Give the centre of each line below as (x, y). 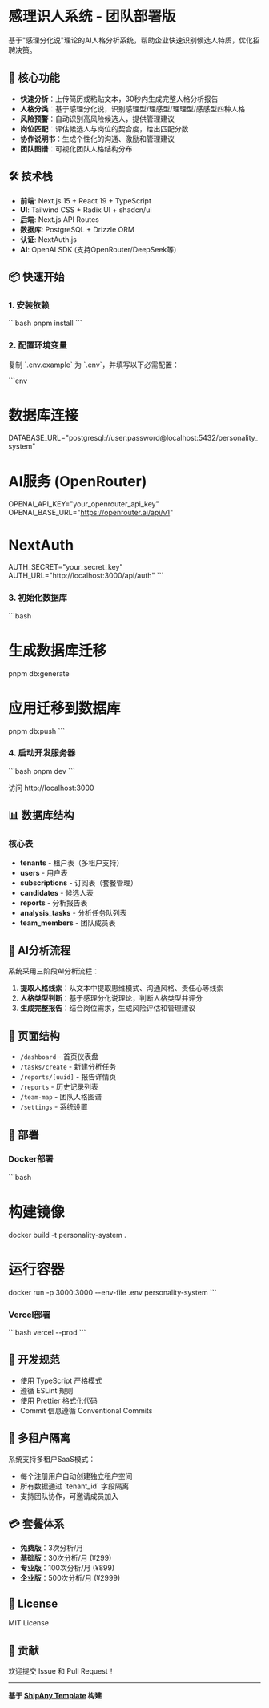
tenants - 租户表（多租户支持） (72, 863)
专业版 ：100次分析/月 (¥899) (67, 1568)
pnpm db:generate (39, 673)
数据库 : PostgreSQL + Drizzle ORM (77, 229)
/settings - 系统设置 (54, 1107)
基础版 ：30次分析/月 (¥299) (66, 1558)
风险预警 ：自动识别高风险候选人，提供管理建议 (97, 119)
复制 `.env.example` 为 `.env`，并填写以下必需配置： (94, 365)
